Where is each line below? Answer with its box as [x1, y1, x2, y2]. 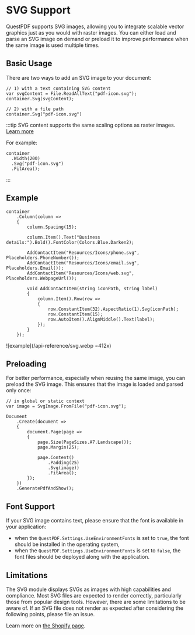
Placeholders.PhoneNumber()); [6, 254, 80, 261]
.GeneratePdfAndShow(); [16, 485, 75, 491]
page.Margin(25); [37, 444, 80, 450]
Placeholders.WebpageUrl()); [6, 275, 77, 281]
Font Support [6, 501, 55, 511]
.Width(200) [11, 155, 41, 161]
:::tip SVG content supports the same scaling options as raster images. [6, 121, 176, 128]
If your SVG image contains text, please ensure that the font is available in [6, 517, 184, 524]
